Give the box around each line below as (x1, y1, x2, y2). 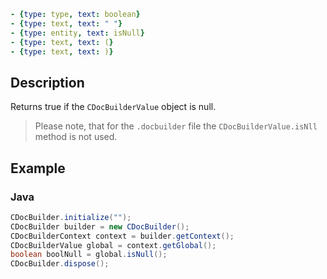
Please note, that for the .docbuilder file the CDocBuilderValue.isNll (34, 120, 318, 132)
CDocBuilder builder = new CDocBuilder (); (10, 221, 190, 232)
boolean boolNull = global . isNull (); (10, 250, 168, 260)
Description (10, 74, 85, 91)
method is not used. (34, 131, 118, 143)
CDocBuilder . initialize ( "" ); (10, 212, 132, 222)
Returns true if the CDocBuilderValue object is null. (10, 101, 217, 113)
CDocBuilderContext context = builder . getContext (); (10, 231, 235, 241)
